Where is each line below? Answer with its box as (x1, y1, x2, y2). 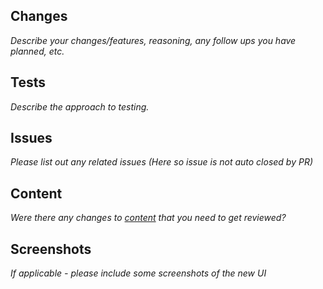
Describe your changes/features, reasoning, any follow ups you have (10, 34, 297, 46)
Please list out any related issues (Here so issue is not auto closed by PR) (10, 156, 314, 168)
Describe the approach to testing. (10, 100, 150, 113)
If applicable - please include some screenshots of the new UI (10, 267, 267, 279)
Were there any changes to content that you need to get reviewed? (10, 212, 287, 224)
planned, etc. (10, 45, 65, 57)
